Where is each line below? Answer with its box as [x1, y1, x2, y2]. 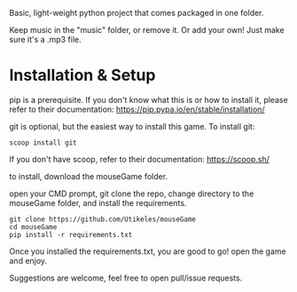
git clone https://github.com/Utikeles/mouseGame [9, 215, 197, 224]
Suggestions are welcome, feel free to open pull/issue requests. [9, 272, 243, 283]
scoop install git [9, 138, 77, 147]
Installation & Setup [9, 66, 156, 85]
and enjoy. [9, 255, 47, 265]
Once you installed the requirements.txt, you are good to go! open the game [9, 246, 286, 256]
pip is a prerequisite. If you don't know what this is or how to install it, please [9, 94, 288, 105]
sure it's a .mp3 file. [9, 35, 82, 44]
